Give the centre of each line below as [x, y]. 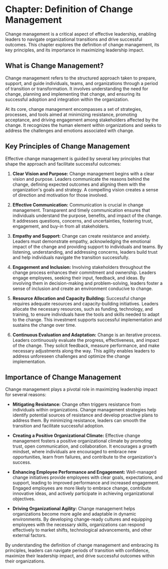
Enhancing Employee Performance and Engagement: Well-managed [85, 472]
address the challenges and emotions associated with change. [70, 130]
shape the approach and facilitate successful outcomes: [63, 164]
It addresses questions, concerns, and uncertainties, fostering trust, [82, 221]
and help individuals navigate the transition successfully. [71, 257]
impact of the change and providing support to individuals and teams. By [88, 246]
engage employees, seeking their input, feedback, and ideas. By [79, 277]
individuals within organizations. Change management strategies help [84, 410]
